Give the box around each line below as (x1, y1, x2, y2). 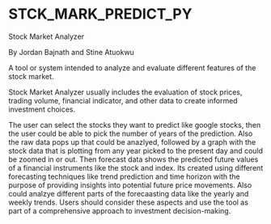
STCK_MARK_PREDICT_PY (8, 5, 193, 23)
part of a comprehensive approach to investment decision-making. (8, 205, 231, 215)
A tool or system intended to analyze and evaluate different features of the (8, 62, 256, 73)
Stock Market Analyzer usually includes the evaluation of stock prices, (8, 87, 243, 97)
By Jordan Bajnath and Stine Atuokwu (8, 47, 135, 57)
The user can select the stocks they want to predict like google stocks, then (8, 120, 261, 129)
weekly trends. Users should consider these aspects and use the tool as (8, 197, 249, 207)
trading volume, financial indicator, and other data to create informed (8, 95, 238, 105)
